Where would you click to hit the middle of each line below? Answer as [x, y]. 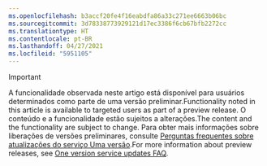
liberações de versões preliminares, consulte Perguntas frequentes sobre [131, 136]
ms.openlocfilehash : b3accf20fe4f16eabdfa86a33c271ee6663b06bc [118, 16]
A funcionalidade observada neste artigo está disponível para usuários [127, 93]
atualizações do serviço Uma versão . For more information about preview [130, 144]
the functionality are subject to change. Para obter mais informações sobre [134, 127]
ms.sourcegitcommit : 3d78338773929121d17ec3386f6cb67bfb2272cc [118, 24]
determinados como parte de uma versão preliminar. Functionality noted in [132, 101]
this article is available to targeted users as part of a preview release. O [127, 110]
